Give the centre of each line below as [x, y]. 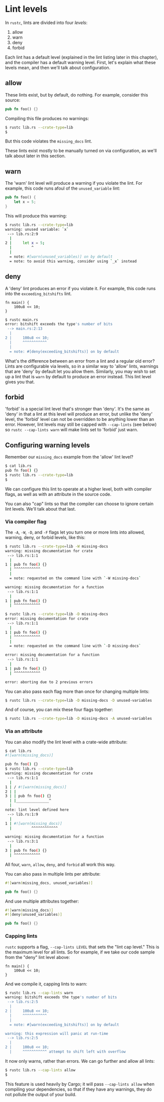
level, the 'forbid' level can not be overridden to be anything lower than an [80, 419]
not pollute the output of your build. [41, 1094]
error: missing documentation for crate [47, 619]
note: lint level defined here [37, 810]
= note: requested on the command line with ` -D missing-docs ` [75, 646]
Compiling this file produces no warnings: [47, 118]
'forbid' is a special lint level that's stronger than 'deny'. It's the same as [77, 409]
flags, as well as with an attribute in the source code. [58, 494]
